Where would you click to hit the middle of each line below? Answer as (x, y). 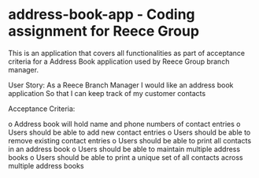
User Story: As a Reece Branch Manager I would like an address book (121, 85)
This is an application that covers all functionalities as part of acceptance (127, 53)
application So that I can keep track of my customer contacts (107, 93)
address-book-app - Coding (102, 15)
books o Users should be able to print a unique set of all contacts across (126, 157)
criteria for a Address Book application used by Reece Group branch (119, 61)
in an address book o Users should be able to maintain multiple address (124, 149)
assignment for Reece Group (104, 31)
